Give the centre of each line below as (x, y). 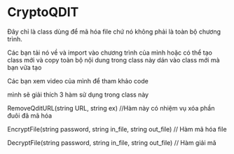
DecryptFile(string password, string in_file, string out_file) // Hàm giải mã (112, 142)
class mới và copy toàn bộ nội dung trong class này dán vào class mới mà (113, 59)
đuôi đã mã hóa (30, 115)
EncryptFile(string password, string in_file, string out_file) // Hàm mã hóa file (117, 129)
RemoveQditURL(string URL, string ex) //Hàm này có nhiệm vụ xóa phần (111, 108)
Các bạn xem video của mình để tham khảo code (78, 80)
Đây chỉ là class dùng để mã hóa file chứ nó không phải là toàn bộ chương (114, 31)
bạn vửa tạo (25, 67)
